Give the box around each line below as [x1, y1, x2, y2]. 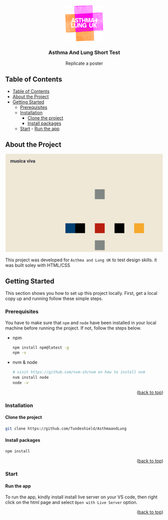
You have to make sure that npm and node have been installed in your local [5, 320, 156, 326]
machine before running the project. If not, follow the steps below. [5, 325, 141, 331]
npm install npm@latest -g [12, 345, 69, 350]
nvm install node [12, 375, 49, 380]
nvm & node [12, 359, 38, 365]
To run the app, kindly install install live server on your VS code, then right [5, 494, 158, 500]
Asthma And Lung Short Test [48, 49, 120, 56]
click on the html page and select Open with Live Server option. [5, 499, 138, 505]
